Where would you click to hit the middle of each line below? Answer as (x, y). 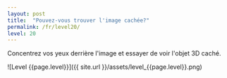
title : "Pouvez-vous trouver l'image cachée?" (79, 20)
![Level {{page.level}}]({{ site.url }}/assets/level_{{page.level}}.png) (105, 67)
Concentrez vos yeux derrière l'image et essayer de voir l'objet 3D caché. (114, 53)
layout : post (26, 14)
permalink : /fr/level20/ (44, 27)
